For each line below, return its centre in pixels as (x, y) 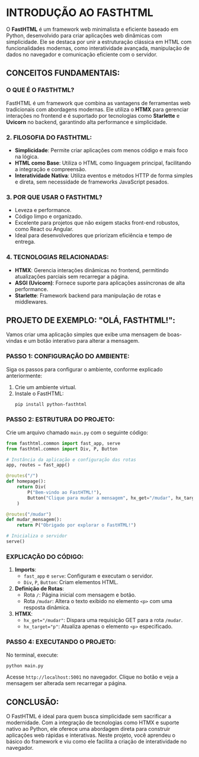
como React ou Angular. (44, 229)
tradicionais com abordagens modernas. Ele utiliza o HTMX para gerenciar (97, 109)
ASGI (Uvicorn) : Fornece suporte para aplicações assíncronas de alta (100, 283)
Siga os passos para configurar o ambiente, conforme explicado (84, 369)
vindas (14, 341)
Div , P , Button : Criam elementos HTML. (71, 582)
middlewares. (31, 302)
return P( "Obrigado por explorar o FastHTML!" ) (76, 525)
